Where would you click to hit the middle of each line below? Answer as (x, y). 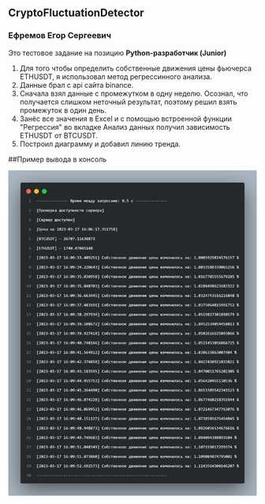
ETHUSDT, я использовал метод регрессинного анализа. (116, 76)
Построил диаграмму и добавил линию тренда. (100, 144)
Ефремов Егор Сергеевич (60, 36)
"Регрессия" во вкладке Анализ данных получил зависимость (125, 127)
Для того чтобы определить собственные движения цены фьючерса (136, 68)
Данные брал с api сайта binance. (77, 85)
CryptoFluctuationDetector (76, 13)
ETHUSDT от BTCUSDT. (59, 135)
